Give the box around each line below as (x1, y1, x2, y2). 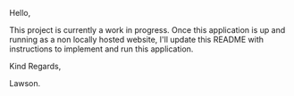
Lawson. (9, 78, 41, 88)
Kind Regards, (9, 61, 62, 71)
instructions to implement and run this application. (9, 44, 194, 54)
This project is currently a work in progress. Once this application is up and (9, 25, 286, 35)
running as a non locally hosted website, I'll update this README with (9, 35, 265, 44)
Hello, (9, 8, 31, 18)
